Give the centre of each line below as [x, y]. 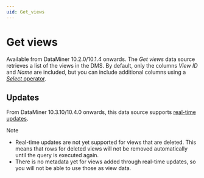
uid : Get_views [26, 12]
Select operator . [26, 78]
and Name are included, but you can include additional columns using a [96, 72]
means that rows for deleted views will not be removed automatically [101, 149]
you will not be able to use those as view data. [73, 168]
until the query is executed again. [57, 155]
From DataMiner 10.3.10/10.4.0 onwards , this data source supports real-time [101, 112]
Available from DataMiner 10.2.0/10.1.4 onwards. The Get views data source [101, 59]
